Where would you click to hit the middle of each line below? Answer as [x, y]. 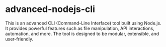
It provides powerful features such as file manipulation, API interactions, [80, 28]
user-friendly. [19, 39]
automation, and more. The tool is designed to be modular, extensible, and [82, 33]
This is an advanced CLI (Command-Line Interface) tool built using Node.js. [84, 23]
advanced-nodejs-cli [50, 9]
